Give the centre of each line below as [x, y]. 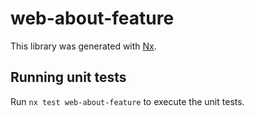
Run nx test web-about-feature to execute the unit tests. [127, 101]
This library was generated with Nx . [83, 46]
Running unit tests [68, 77]
